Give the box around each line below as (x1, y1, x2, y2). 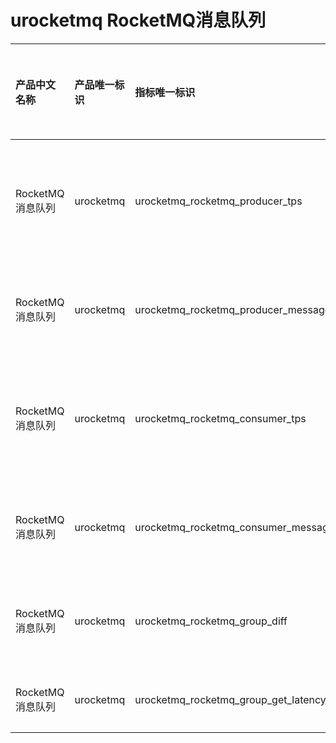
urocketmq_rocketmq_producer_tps (134, 194, 303, 208)
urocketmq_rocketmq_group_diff (134, 614, 288, 628)
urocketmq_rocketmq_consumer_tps (134, 411, 307, 425)
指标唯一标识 (134, 85, 196, 99)
